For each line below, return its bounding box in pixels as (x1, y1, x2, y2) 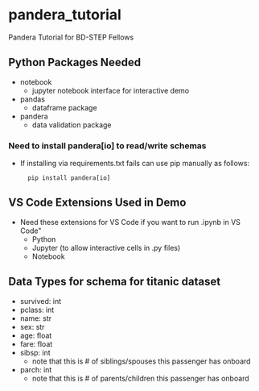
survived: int (19, 296, 62, 306)
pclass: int (19, 305, 55, 314)
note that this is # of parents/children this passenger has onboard (31, 373, 249, 383)
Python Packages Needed (8, 56, 142, 69)
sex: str (19, 322, 45, 331)
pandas (19, 94, 46, 104)
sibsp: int (19, 347, 51, 357)
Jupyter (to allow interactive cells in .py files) (31, 243, 181, 252)
